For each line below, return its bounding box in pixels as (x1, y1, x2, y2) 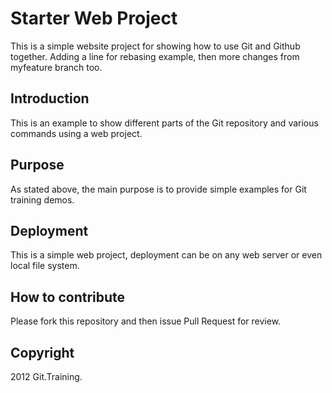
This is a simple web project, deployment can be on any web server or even (10, 249, 323, 261)
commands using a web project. (10, 127, 143, 139)
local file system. (10, 260, 80, 272)
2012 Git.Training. (10, 371, 83, 382)
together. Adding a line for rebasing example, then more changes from (10, 50, 300, 62)
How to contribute (10, 288, 126, 306)
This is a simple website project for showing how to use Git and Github (10, 40, 301, 52)
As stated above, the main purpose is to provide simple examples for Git (10, 183, 307, 195)
